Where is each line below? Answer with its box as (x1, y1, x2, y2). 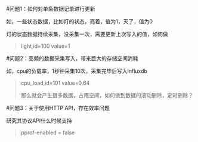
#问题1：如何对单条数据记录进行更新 (6, 5, 95, 12)
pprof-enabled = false (20, 129, 75, 136)
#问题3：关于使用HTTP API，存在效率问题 (6, 104, 110, 112)
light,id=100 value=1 (20, 42, 70, 50)
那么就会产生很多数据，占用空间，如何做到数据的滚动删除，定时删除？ (20, 92, 194, 98)
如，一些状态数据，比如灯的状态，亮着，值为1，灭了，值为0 (6, 18, 153, 25)
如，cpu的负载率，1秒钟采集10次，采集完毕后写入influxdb (6, 67, 148, 75)
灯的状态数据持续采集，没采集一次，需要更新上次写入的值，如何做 (6, 30, 168, 38)
